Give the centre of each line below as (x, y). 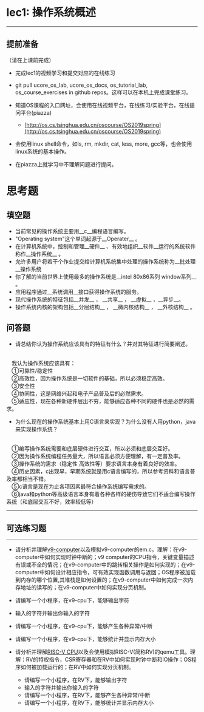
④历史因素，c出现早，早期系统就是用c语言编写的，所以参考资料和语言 (101, 471)
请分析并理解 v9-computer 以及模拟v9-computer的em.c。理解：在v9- (101, 549)
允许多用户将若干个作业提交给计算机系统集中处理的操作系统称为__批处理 (105, 261)
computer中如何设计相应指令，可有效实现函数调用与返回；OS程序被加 (103, 572)
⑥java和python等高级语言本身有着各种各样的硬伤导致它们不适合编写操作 (104, 494)
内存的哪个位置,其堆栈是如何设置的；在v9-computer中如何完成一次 (104, 580)
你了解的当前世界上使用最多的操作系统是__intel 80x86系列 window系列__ (106, 276)
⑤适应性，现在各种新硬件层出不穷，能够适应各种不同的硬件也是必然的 (100, 401)
